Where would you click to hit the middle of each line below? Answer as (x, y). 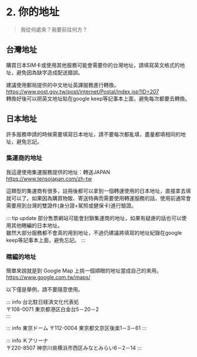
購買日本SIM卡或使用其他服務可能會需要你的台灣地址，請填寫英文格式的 (93, 65)
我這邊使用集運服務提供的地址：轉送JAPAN (58, 172)
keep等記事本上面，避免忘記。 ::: (46, 240)
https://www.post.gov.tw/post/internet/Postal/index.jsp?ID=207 (83, 91)
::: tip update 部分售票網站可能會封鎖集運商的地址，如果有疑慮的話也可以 (94, 218)
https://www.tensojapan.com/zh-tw (49, 179)
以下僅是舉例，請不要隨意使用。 (45, 289)
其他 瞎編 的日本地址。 (37, 225)
